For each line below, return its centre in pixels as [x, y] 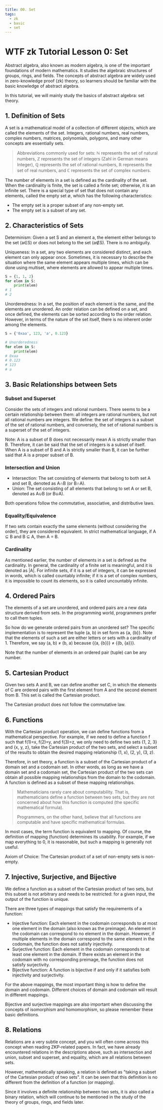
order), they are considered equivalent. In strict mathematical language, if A [81, 531]
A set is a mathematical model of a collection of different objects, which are [81, 128]
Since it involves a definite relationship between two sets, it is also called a [80, 1091]
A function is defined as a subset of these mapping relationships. [70, 782]
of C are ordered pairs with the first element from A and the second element [81, 690]
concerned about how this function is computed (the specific [78, 802]
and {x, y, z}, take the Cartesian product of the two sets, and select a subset [81, 747]
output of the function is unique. [37, 899]
